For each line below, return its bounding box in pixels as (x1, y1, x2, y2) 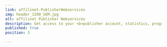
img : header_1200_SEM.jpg (5, 12, 59, 17)
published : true (5, 26, 39, 31)
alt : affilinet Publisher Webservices (5, 16, 85, 21)
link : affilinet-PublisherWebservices (5, 7, 85, 12)
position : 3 (5, 30, 30, 35)
